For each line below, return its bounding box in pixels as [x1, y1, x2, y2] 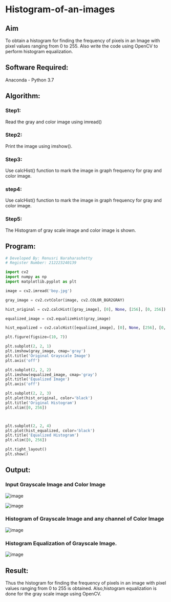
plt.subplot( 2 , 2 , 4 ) [5, 423, 52, 428]
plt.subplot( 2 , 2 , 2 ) [5, 367, 52, 372]
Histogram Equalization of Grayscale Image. [5, 540, 117, 547]
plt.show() [5, 451, 29, 457]
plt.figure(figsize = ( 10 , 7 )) [5, 334, 68, 340]
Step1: [5, 107, 22, 114]
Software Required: [5, 63, 69, 72]
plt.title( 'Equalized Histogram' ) [5, 433, 79, 438]
